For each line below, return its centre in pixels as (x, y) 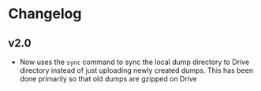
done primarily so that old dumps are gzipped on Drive (108, 79)
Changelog (45, 14)
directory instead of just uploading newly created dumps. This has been (136, 70)
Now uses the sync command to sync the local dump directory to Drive (134, 62)
